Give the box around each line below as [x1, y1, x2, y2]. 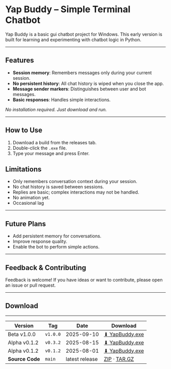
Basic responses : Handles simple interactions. [12, 97, 111, 103]
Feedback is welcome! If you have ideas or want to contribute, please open [5, 277, 163, 283]
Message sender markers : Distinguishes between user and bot [12, 85, 147, 92]
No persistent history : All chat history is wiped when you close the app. [12, 80, 164, 86]
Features [5, 56, 34, 65]
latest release [66, 355, 98, 362]
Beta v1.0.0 [8, 330, 36, 337]
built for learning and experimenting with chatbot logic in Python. [5, 37, 141, 43]
